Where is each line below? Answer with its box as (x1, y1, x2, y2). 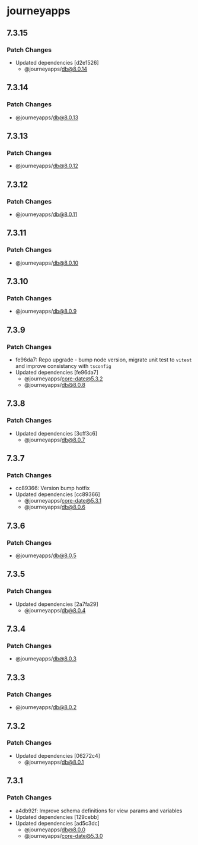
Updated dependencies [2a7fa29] (15, 601, 98, 608)
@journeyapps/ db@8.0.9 (15, 307, 77, 315)
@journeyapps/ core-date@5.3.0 (24, 832, 103, 839)
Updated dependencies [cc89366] (15, 491, 100, 498)
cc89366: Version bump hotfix (15, 485, 90, 492)
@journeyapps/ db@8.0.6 (24, 503, 85, 511)
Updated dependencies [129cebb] (15, 813, 100, 820)
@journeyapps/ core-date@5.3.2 (24, 375, 103, 382)
